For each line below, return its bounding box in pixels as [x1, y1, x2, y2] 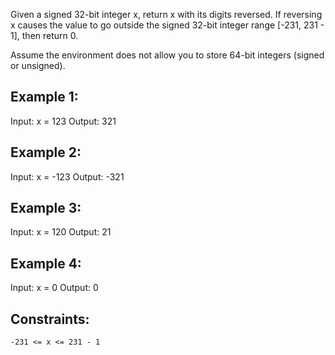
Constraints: [10, 310, 90, 328]
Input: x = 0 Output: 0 [10, 282, 99, 294]
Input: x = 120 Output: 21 [10, 226, 112, 238]
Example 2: [10, 144, 82, 161]
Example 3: [10, 200, 82, 217]
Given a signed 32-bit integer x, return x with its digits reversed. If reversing [10, 9, 323, 20]
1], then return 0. [10, 30, 79, 41]
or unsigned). [10, 60, 66, 71]
